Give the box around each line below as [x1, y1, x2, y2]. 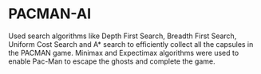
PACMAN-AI [8, 5, 92, 23]
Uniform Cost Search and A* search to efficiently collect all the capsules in [8, 39, 254, 49]
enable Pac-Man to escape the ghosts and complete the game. [8, 56, 216, 66]
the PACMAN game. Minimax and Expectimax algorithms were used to [8, 48, 239, 57]
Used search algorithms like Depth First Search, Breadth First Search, [8, 31, 237, 41]
